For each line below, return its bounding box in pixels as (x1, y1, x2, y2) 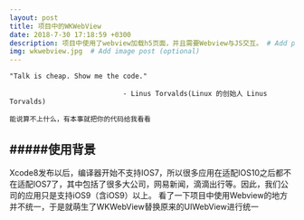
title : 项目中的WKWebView (9, 22, 102, 31)
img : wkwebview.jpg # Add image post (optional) (9, 47, 201, 56)
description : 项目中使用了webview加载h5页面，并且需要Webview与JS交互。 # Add (9, 38, 288, 48)
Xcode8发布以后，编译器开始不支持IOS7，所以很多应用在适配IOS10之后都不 (9, 167, 292, 177)
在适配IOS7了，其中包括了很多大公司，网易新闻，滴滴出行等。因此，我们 (9, 178, 281, 189)
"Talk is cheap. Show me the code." (9, 72, 147, 81)
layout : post (9, 13, 59, 23)
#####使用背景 (9, 141, 97, 157)
